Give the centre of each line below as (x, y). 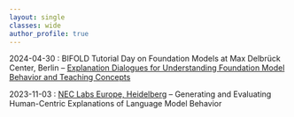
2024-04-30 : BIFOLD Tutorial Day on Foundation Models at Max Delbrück (145, 59)
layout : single (37, 17)
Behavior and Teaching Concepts (70, 77)
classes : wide (35, 26)
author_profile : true (49, 33)
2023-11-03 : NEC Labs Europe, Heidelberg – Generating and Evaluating (140, 94)
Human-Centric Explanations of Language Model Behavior (116, 104)
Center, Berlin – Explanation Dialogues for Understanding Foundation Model (147, 68)
